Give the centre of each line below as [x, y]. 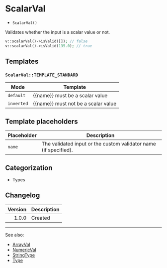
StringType [24, 255]
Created [41, 218]
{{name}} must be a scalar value [70, 96]
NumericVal [24, 250]
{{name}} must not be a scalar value [75, 104]
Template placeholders [42, 121]
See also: [15, 235]
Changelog [23, 196]
